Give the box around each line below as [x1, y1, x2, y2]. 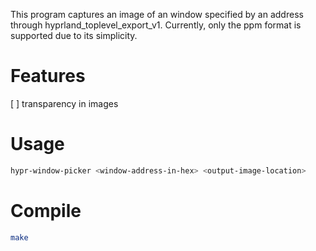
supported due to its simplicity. [10, 30, 138, 41]
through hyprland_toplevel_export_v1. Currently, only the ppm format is [10, 19, 302, 31]
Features [10, 65, 86, 88]
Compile [10, 199, 82, 222]
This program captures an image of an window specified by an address [10, 9, 304, 20]
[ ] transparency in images [10, 97, 119, 109]
